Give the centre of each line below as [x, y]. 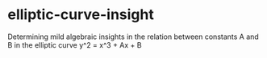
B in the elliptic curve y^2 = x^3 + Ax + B [75, 44]
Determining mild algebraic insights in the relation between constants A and [133, 37]
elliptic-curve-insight [81, 15]
